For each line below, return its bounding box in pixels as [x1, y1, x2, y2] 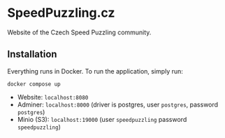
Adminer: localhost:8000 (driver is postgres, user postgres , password [17, 100, 219, 109]
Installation [7, 48, 57, 60]
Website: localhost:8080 [17, 92, 89, 101]
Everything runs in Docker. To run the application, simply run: [7, 67, 184, 75]
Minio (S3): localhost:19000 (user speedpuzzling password [17, 115, 187, 123]
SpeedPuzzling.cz [7, 5, 115, 21]
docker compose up [7, 81, 61, 88]
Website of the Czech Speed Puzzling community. [7, 28, 152, 36]
